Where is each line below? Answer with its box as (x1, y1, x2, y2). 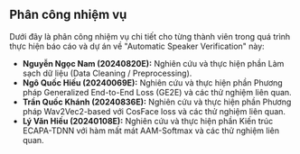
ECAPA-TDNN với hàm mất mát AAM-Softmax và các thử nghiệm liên (22, 125, 280, 136)
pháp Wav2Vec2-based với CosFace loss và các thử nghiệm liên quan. (22, 105, 286, 116)
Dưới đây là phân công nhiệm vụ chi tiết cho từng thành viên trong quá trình (9, 31, 291, 41)
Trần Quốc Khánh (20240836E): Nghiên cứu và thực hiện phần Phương (22, 96, 292, 107)
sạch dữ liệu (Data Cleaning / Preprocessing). (22, 68, 192, 78)
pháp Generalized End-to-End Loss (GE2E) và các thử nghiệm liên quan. (22, 86, 292, 97)
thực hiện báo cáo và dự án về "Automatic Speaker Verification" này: (9, 41, 265, 51)
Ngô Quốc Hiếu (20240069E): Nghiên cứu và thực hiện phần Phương (22, 77, 283, 88)
